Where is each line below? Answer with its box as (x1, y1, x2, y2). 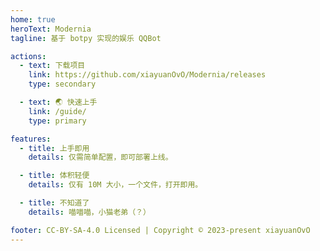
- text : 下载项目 (19, 61, 86, 71)
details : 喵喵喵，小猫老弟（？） (28, 207, 151, 217)
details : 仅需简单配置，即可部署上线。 (28, 152, 173, 163)
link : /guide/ (28, 106, 87, 116)
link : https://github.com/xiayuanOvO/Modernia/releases (28, 70, 267, 80)
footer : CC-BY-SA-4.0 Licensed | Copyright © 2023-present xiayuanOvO (10, 225, 311, 235)
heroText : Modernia (10, 24, 92, 34)
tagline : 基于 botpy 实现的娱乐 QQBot (10, 33, 162, 43)
